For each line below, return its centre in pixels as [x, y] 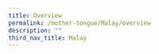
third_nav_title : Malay [48, 38]
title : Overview [35, 15]
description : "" [35, 30]
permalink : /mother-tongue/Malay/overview [79, 23]
